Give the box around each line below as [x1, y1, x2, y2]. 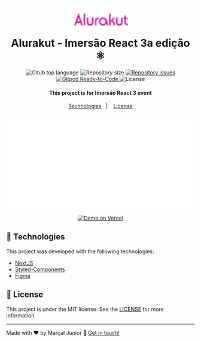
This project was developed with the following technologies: [6, 248, 154, 255]
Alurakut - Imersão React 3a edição [11, 37, 190, 50]
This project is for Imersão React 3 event [48, 89, 153, 96]
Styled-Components [14, 266, 65, 273]
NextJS [14, 259, 33, 266]
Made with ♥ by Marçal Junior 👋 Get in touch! [6, 329, 120, 336]
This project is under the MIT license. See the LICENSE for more [6, 305, 165, 313]
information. [6, 311, 36, 319]
